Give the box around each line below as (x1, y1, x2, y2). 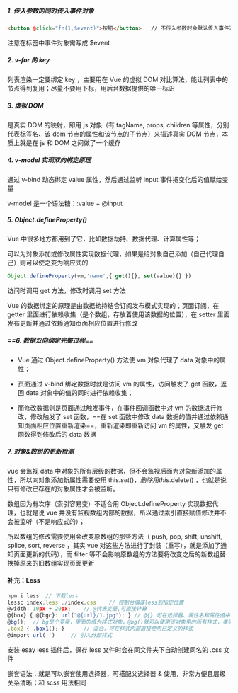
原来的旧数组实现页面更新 (19, 559, 94, 567)
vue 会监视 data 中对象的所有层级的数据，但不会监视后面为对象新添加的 (7, 466, 217, 475)
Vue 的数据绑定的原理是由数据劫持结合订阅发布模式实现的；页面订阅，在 (7, 301, 220, 309)
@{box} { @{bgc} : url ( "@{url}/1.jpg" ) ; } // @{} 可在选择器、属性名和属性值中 (7, 612, 231, 619)
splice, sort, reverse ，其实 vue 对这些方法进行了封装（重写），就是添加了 (7, 541, 221, 549)
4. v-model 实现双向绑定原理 (7, 156, 91, 164)
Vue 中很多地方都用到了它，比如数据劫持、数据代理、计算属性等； (7, 234, 201, 243)
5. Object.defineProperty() (7, 216, 87, 224)
